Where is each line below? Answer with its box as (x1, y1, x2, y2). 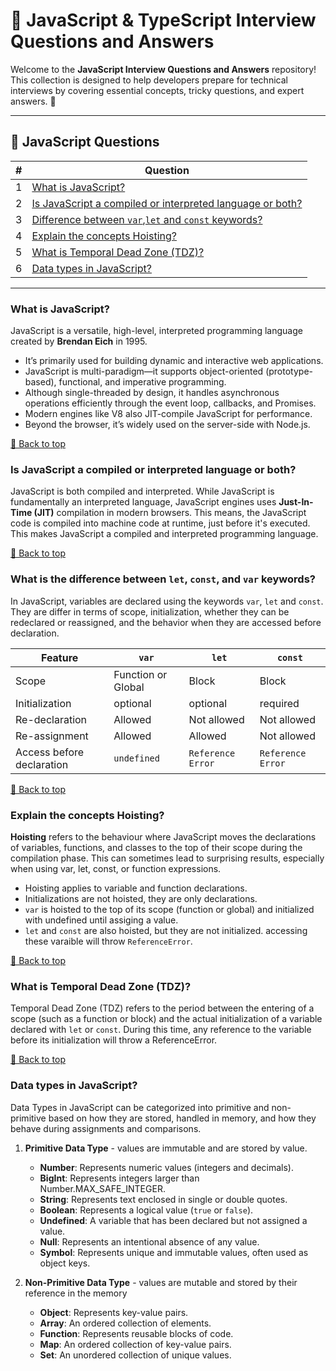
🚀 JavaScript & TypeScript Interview (10, 9, 317, 32)
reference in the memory (24, 1287, 128, 1299)
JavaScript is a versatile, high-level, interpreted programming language (10, 325, 303, 337)
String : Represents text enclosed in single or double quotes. (39, 1193, 288, 1205)
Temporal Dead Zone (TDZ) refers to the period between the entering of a (10, 1002, 315, 1014)
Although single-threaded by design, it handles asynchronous (24, 387, 280, 399)
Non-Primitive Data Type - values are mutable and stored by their (24, 1276, 298, 1288)
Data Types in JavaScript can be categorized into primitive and (10, 1101, 270, 1113)
